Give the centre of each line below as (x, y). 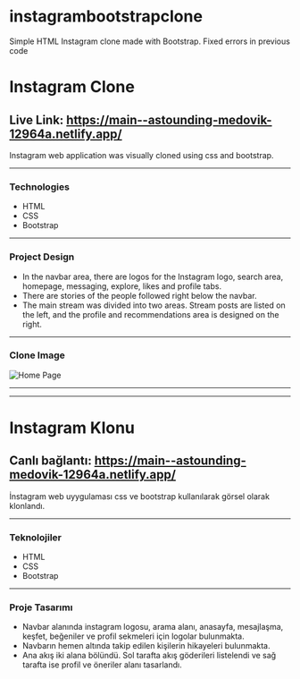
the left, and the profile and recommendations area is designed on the (150, 314)
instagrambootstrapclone (106, 17)
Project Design (42, 257)
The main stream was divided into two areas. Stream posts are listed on (154, 305)
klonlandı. (27, 505)
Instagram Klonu (72, 428)
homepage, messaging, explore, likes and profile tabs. (121, 286)
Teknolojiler (36, 537)
